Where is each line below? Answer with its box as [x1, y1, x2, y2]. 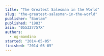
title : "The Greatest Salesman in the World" [5, 7, 100, 12]
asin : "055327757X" [5, 25, 45, 30]
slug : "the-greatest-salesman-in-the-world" [5, 12, 98, 17]
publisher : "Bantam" [5, 16, 48, 21]
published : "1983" [5, 20, 43, 26]
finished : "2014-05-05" [5, 43, 54, 48]
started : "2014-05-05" [5, 39, 52, 44]
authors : [5, 30, 23, 35]
